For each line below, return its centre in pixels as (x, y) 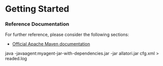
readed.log (16, 59)
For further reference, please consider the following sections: (67, 34)
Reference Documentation (37, 24)
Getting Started (37, 9)
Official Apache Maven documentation (51, 44)
